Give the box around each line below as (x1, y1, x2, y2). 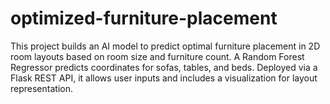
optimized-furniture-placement (10, 7, 278, 30)
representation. (10, 82, 73, 94)
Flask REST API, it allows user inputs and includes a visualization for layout (10, 72, 318, 84)
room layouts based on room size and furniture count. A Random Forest (10, 50, 305, 62)
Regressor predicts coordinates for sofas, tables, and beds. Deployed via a (10, 61, 318, 73)
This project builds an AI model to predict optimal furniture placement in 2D (10, 40, 321, 52)
